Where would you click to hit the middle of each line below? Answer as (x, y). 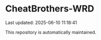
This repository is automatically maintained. (51, 32)
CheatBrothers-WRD (50, 9)
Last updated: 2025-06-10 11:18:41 (41, 22)
